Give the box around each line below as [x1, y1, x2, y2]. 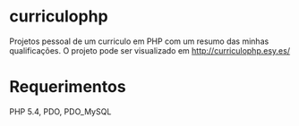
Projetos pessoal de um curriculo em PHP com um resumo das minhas [9, 36, 269, 46]
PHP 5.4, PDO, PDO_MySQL [9, 105, 112, 117]
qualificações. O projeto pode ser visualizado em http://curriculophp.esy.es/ [9, 45, 291, 55]
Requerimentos [9, 77, 127, 97]
